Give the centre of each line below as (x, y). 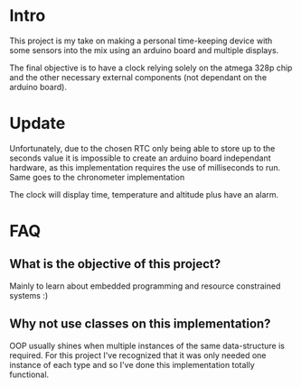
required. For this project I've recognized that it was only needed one (138, 355)
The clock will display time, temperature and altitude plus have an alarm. (144, 194)
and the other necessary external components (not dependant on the (138, 77)
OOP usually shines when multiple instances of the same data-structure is (147, 346)
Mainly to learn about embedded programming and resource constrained (145, 286)
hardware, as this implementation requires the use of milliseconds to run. (145, 167)
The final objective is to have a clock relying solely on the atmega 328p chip (151, 68)
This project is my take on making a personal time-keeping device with (141, 41)
